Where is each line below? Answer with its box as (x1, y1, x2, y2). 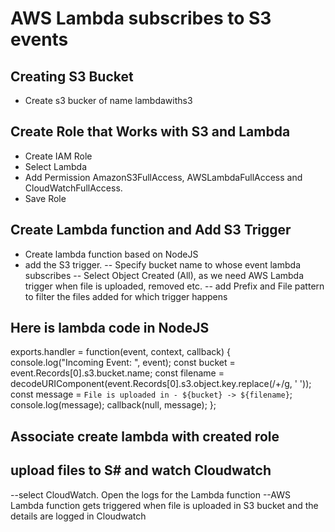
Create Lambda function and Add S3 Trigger (10, 222, 292, 239)
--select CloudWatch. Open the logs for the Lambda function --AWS (10, 488, 291, 501)
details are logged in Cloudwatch (10, 510, 147, 522)
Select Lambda (24, 160, 88, 172)
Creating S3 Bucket (10, 68, 134, 85)
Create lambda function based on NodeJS (24, 248, 199, 260)
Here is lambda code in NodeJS (10, 320, 210, 337)
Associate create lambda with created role (10, 428, 280, 445)
